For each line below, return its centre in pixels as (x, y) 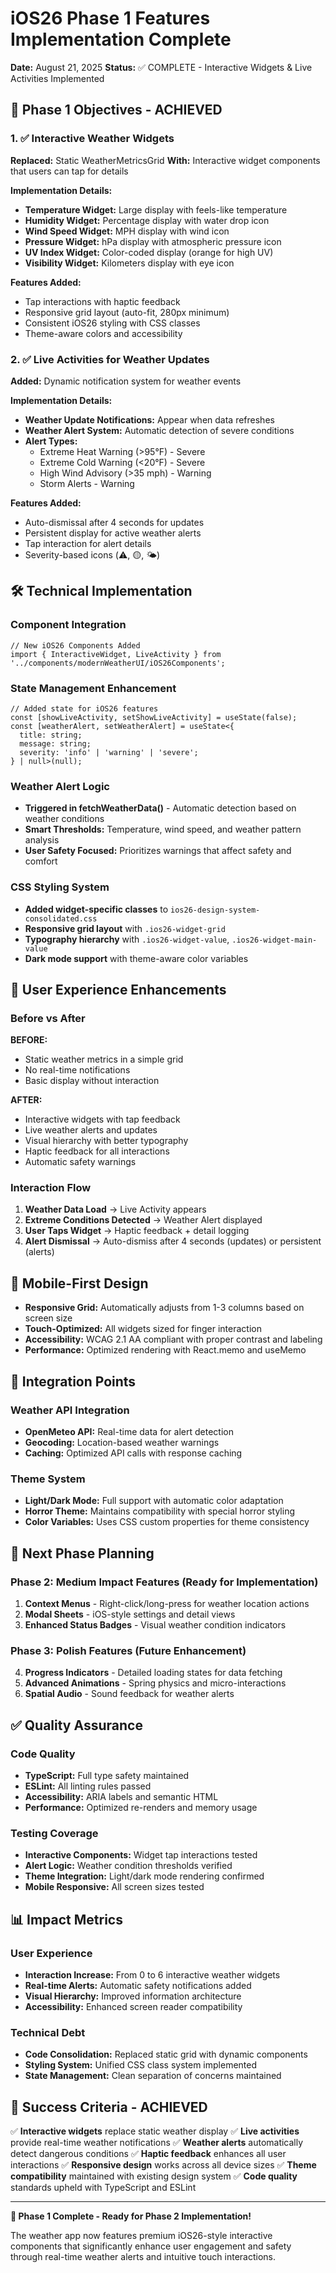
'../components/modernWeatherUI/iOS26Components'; (118, 663)
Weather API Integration (70, 1410)
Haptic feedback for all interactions (97, 1151)
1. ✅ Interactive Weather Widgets (92, 139)
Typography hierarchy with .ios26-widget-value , (127, 939)
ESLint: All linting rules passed (88, 1786)
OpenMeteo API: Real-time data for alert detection (129, 1431)
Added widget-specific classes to (96, 909)
